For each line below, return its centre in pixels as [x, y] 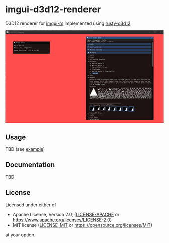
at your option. [20, 235]
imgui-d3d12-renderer [53, 9]
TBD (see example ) [25, 149]
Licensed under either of [31, 205]
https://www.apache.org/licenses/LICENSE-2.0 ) [62, 220]
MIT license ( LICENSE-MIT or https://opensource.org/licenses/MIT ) [82, 225]
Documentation [30, 165]
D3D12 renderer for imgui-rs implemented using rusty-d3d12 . [69, 23]
